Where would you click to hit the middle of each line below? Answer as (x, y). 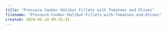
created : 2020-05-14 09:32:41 (38, 19)
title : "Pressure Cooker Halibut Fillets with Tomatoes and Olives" (80, 10)
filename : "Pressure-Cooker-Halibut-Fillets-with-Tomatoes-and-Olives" (83, 15)
